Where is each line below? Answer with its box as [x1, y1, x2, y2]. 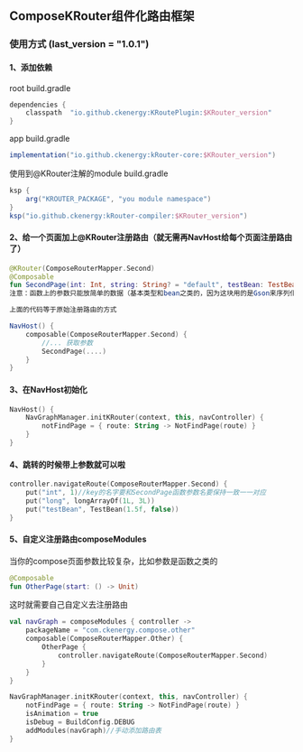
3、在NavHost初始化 [9, 384, 88, 395]
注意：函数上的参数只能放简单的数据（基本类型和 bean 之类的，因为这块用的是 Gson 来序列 [9, 289, 290, 298]
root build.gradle [9, 82, 71, 93]
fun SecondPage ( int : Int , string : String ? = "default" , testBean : [9, 281, 264, 290]
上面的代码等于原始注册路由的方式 [9, 305, 117, 314]
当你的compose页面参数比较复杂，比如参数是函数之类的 [9, 555, 218, 566]
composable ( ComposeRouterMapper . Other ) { [25, 635, 183, 644]
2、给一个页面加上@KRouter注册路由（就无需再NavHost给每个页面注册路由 [9, 232, 293, 243]
